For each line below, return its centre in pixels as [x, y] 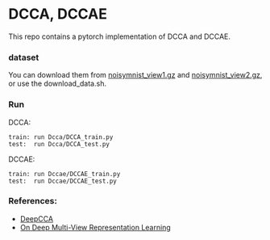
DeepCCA [37, 218]
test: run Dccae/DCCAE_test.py [62, 181]
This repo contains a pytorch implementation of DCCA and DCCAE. [120, 36]
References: [33, 201]
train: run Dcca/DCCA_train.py [61, 137]
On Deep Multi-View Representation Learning [95, 227]
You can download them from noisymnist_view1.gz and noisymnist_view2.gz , [135, 75]
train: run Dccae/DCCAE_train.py [64, 174]
